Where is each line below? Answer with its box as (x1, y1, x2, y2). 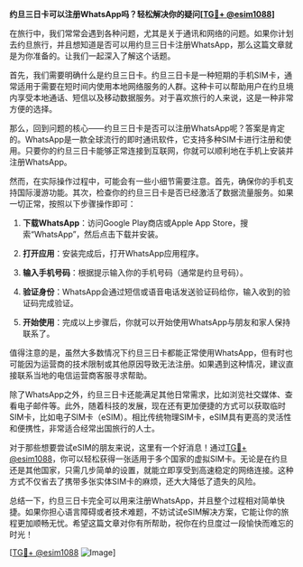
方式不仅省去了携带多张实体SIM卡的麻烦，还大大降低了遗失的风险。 (9, 476, 262, 487)
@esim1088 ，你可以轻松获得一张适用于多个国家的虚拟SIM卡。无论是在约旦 (9, 453, 289, 464)
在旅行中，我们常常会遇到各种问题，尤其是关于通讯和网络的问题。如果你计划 (9, 28, 294, 39)
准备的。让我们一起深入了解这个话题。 (32, 51, 176, 61)
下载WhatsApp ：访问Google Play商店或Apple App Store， (22, 218, 241, 228)
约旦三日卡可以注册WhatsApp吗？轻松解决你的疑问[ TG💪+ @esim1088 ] (9, 9, 275, 19)
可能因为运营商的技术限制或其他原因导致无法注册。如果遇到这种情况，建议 (9, 358, 286, 369)
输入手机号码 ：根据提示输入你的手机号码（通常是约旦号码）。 (22, 267, 248, 278)
